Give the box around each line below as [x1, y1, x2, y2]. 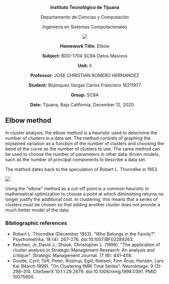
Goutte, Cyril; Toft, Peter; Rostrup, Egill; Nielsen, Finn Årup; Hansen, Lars [12, 258, 164, 264]
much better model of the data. [5, 207, 70, 213]
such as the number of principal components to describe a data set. [5, 156, 146, 162]
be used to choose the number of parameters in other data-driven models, [5, 151, 160, 157]
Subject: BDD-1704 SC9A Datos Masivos [42, 53, 128, 59]
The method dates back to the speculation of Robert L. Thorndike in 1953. [5, 166, 159, 172]
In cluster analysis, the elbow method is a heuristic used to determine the [5, 130, 157, 136]
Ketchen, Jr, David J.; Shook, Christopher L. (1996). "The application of [12, 242, 160, 248]
